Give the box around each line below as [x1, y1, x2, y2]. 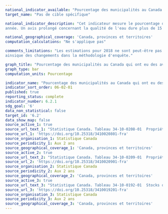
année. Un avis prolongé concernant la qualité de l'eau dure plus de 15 [5, 25, 162, 30]
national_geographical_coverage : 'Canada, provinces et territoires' [5, 34, 153, 40]
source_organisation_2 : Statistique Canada [5, 164, 97, 169]
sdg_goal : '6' [5, 103, 35, 108]
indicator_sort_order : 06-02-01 [5, 85, 72, 90]
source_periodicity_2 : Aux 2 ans [5, 168, 75, 174]
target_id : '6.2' [5, 113, 41, 118]
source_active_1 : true [5, 122, 52, 127]
